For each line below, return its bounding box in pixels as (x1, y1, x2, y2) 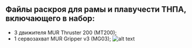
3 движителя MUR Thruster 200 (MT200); (13, 29, 117, 36)
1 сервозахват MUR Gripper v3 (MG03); (13, 35, 112, 42)
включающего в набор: (5, 14, 95, 24)
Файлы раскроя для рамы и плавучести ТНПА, (5, 5, 187, 14)
